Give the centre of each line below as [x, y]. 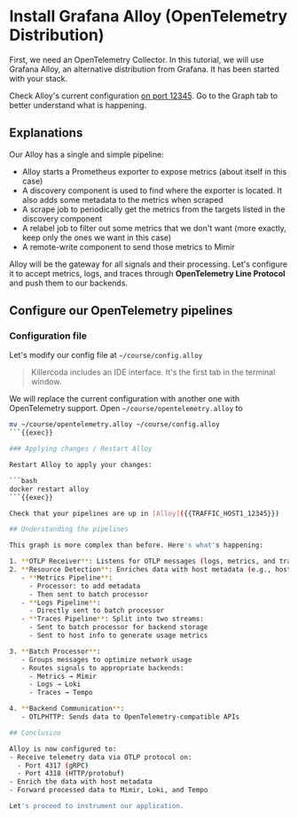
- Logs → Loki [55, 684]
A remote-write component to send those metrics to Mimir [128, 246]
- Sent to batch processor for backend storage [118, 627]
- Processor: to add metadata [85, 586]
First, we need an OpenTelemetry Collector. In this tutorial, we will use [137, 59]
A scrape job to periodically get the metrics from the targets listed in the [153, 209]
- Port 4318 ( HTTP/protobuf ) [71, 774]
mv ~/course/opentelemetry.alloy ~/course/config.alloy [114, 425]
